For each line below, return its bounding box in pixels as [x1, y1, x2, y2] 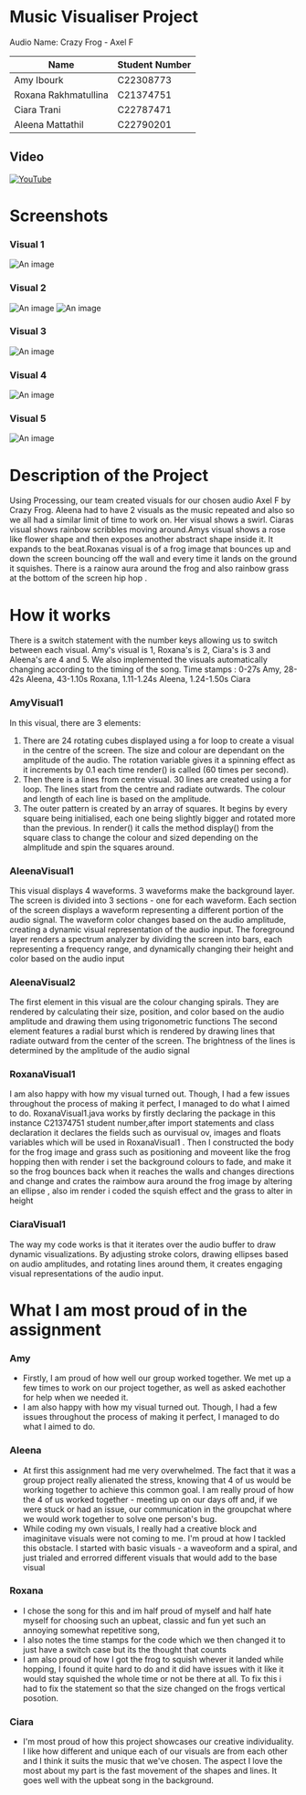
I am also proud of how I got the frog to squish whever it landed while [22, 1653, 284, 1664]
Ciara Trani [14, 103, 61, 116]
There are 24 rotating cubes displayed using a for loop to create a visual [22, 735, 295, 746]
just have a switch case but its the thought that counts [22, 1643, 227, 1654]
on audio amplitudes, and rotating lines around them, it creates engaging [9, 1258, 283, 1269]
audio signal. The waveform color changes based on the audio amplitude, [9, 914, 287, 925]
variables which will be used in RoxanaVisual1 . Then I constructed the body [9, 1137, 294, 1148]
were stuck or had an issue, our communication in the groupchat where [22, 1504, 292, 1515]
